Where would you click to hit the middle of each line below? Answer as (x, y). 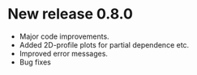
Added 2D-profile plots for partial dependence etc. (104, 44)
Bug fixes (35, 62)
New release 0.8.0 (70, 14)
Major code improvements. (64, 36)
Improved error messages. (64, 53)
